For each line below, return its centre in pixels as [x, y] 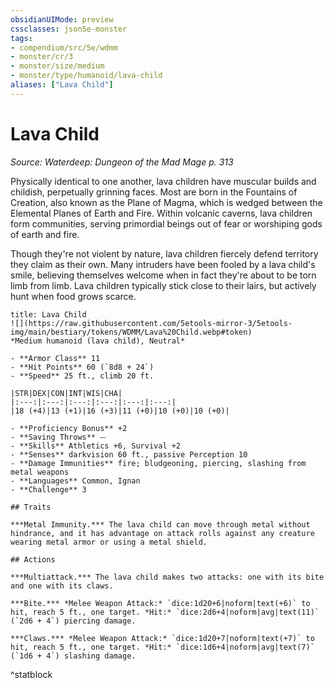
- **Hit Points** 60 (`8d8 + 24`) [82, 367]
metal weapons [40, 472]
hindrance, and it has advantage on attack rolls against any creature [162, 533]
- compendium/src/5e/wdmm [64, 47]
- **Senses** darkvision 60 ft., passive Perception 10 [129, 454]
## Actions [33, 559]
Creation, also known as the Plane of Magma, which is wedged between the [166, 202]
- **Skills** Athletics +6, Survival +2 [96, 446]
